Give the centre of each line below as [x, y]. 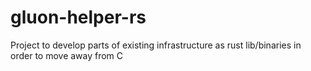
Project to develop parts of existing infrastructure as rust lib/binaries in [156, 45]
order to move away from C [67, 55]
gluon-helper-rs [78, 17]
